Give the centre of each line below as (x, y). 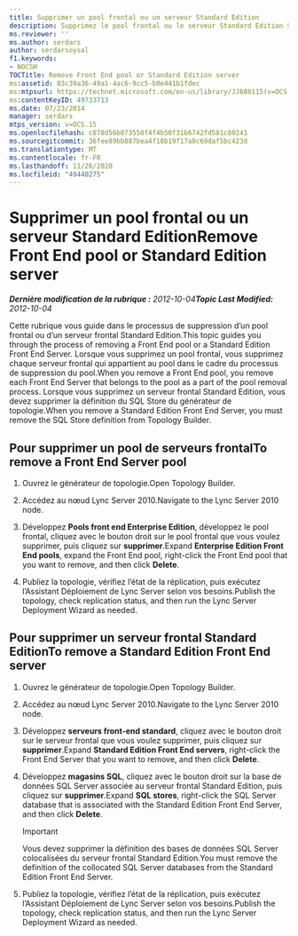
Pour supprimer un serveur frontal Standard (133, 638)
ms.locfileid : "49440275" (57, 174)
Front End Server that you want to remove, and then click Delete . (141, 759)
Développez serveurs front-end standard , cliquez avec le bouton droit (152, 731)
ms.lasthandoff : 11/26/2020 (61, 166)
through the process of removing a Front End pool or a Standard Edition (140, 345)
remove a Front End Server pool (98, 462)
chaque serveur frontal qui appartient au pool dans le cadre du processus (144, 364)
